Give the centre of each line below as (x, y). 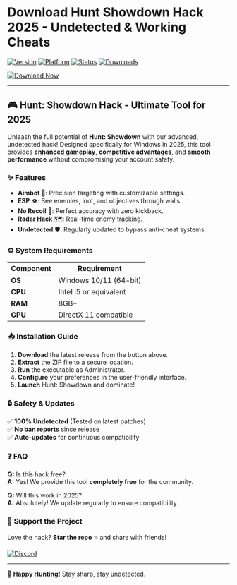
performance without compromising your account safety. (91, 159)
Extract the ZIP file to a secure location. (75, 362)
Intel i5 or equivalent (92, 292)
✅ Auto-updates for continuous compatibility (73, 437)
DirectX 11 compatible (96, 315)
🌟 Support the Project (45, 521)
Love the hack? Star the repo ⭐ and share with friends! (87, 537)
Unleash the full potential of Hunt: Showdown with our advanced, (103, 137)
